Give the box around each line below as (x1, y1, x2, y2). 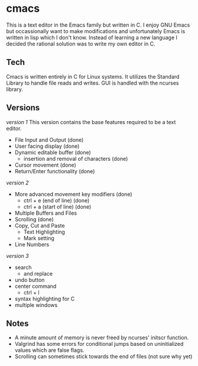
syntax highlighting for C (14, 295, 75, 302)
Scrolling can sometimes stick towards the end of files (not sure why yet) (14, 353, 193, 360)
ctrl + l (23, 289, 40, 296)
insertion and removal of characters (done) (23, 155, 128, 162)
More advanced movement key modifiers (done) (14, 190, 132, 197)
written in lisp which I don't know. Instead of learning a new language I (6, 34, 178, 41)
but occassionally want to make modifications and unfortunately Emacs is (6, 27, 186, 34)
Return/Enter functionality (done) (14, 167, 95, 174)
